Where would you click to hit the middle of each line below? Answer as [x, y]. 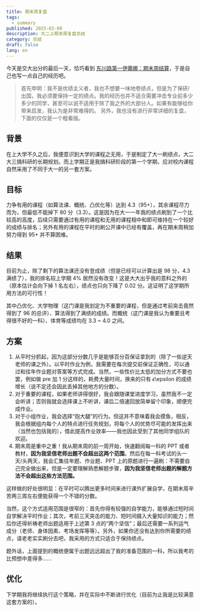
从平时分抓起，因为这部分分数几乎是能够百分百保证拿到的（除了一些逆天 [103, 357]
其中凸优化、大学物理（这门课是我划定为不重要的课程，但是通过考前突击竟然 [100, 306]
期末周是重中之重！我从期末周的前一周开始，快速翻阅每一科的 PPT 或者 [102, 446]
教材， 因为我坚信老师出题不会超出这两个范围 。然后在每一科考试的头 [98, 453]
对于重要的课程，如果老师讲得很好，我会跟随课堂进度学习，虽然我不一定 [103, 394]
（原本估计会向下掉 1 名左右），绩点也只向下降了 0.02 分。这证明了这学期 [95, 286]
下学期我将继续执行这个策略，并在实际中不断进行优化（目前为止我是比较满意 [100, 594]
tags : [13, 17]
